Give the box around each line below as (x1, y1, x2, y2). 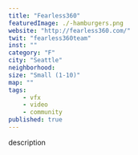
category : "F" (8, 49, 56, 57)
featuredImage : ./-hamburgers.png (8, 19, 124, 27)
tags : (8, 85, 26, 94)
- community (22, 109, 63, 117)
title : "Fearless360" (8, 11, 81, 20)
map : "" (8, 78, 34, 86)
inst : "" (8, 42, 38, 50)
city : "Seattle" (8, 57, 63, 65)
